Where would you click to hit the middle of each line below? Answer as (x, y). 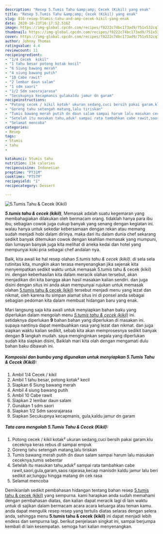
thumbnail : (16, 32)
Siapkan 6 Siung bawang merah (44, 385)
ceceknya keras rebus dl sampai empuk (52, 444)
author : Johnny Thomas (28, 41)
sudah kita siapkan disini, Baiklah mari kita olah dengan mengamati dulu (77, 341)
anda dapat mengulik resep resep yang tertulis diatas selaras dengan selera (81, 511)
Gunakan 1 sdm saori (33, 405)
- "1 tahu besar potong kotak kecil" (43, 64)
